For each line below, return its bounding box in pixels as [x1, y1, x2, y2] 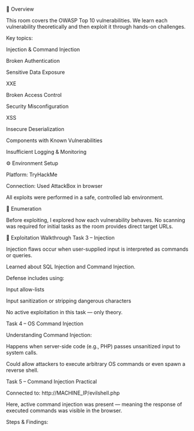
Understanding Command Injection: [6, 332, 92, 338]
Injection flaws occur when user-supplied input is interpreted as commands [6, 245, 189, 252]
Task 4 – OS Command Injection [6, 320, 84, 327]
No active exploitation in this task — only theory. [6, 309, 123, 315]
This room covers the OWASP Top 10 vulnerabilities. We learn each [6, 17, 168, 23]
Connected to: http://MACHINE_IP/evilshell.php [6, 389, 120, 396]
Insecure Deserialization [6, 126, 64, 132]
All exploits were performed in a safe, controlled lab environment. [6, 194, 164, 201]
